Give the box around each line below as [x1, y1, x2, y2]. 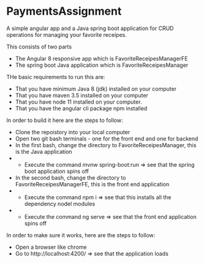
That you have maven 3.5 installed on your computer [15, 91, 149, 99]
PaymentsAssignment [6, 4, 122, 18]
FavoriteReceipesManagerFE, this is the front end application [15, 180, 170, 188]
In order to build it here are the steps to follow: [6, 116, 123, 124]
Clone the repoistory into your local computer [15, 128, 130, 135]
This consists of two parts [6, 43, 72, 50]
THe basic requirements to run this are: [6, 73, 105, 80]
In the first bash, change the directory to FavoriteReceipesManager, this [15, 141, 197, 148]
